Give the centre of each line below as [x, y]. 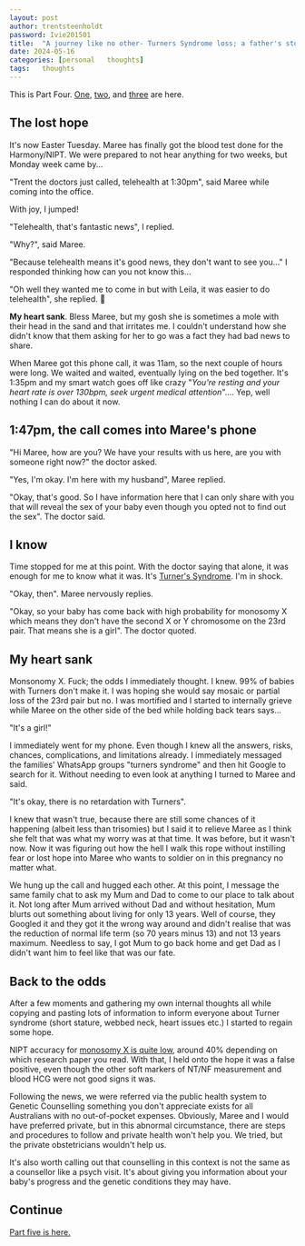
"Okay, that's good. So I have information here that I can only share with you [152, 497]
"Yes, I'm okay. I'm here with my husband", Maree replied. [118, 479]
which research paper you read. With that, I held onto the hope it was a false [152, 1059]
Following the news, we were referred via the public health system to [138, 1096]
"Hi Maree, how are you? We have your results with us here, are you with [145, 452]
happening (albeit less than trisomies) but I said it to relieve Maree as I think [151, 829]
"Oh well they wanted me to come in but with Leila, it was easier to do [140, 289]
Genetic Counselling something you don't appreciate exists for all [132, 1106]
